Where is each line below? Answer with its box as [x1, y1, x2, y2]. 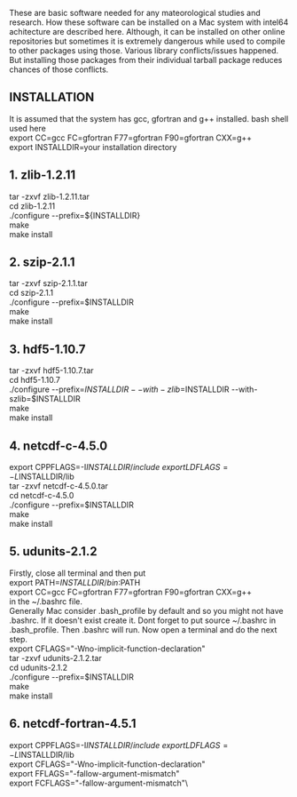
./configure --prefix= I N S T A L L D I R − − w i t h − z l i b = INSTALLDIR [9, 384, 230, 395]
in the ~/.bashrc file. [9, 595, 82, 607]
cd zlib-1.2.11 [9, 200, 56, 211]
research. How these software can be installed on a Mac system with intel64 [9, 17, 289, 28]
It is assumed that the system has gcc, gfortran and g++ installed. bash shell [9, 113, 289, 124]
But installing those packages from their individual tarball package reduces [9, 55, 283, 65]
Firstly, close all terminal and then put [9, 568, 146, 578]
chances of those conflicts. [9, 64, 109, 75]
